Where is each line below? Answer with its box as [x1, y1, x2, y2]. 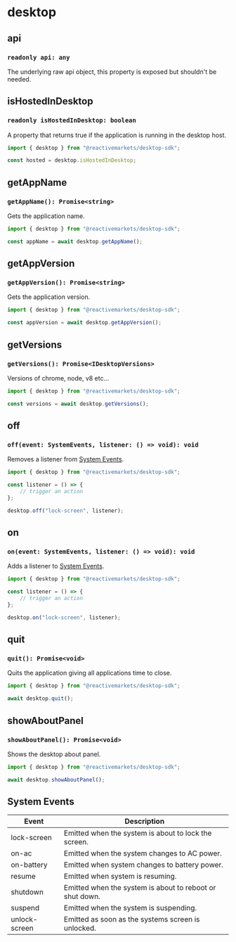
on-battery [11, 860, 48, 870]
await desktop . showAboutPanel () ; [7, 776, 105, 783]
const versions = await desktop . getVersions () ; [7, 400, 150, 407]
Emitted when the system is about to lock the [63, 828, 212, 838]
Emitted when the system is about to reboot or [63, 883, 216, 893]
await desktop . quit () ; [7, 695, 74, 702]
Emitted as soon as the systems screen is [63, 915, 200, 924]
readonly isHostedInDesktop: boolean [7, 117, 137, 125]
